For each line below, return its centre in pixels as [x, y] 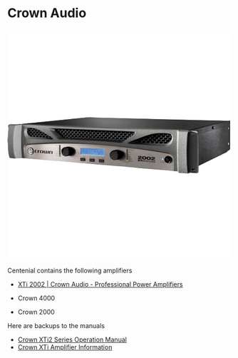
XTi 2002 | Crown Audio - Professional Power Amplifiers [100, 284]
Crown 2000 [36, 312]
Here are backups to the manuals [56, 326]
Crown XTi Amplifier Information [65, 347]
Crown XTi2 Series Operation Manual [72, 339]
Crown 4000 [36, 298]
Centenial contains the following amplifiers [70, 270]
